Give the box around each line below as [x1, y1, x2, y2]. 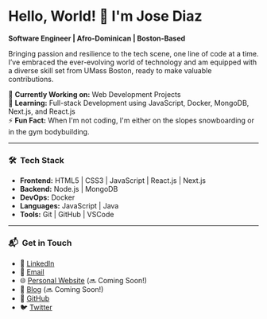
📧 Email [19, 266, 45, 277]
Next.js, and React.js [8, 107, 75, 116]
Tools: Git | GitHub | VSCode [19, 210, 114, 220]
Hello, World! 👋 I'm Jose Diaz [8, 7, 203, 25]
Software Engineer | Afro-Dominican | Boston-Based [8, 33, 186, 43]
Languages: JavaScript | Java [19, 201, 119, 211]
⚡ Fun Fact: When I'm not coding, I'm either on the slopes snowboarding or [8, 115, 255, 125]
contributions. [8, 74, 54, 84]
